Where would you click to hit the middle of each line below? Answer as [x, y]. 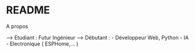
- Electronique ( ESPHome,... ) [42, 44]
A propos [17, 26]
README [28, 10]
